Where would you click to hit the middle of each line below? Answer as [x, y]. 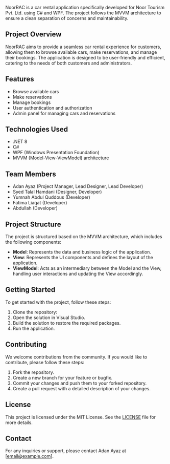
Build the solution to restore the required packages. [67, 323]
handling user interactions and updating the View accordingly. [78, 274]
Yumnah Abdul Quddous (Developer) [51, 197]
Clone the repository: [35, 312]
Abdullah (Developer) [35, 208]
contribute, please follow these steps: [45, 362]
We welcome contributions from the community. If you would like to [76, 357]
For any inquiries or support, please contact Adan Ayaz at [66, 451]
